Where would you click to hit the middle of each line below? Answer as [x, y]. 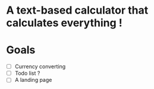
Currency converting [40, 66]
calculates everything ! [65, 23]
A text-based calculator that [77, 10]
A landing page [33, 80]
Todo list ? [27, 73]
